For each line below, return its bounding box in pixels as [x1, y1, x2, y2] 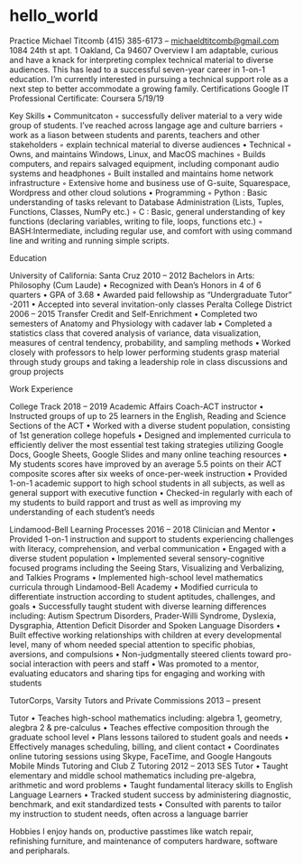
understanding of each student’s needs [9, 507, 155, 517]
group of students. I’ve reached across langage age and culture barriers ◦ [9, 119, 284, 131]
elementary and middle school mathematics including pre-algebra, [9, 769, 257, 781]
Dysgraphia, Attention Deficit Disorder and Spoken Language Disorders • [9, 619, 281, 630]
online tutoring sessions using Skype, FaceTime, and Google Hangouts [9, 750, 272, 761]
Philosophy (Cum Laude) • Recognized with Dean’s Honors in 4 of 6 [9, 279, 262, 290]
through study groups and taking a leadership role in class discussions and [9, 356, 289, 367]
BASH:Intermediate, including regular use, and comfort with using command [9, 225, 293, 236]
